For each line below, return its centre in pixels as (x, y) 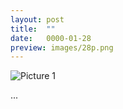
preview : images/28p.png (62, 47)
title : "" (33, 29)
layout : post (37, 19)
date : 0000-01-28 (51, 38)
